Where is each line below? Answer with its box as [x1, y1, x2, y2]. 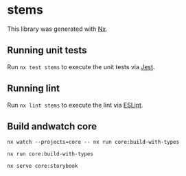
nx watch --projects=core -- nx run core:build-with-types [7, 139, 180, 146]
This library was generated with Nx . [7, 25, 108, 33]
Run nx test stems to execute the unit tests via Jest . [7, 62, 155, 71]
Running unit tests [7, 45, 87, 56]
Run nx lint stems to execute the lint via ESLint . [7, 101, 143, 109]
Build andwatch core [7, 121, 97, 132]
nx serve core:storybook [7, 163, 78, 170]
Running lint [7, 83, 60, 95]
